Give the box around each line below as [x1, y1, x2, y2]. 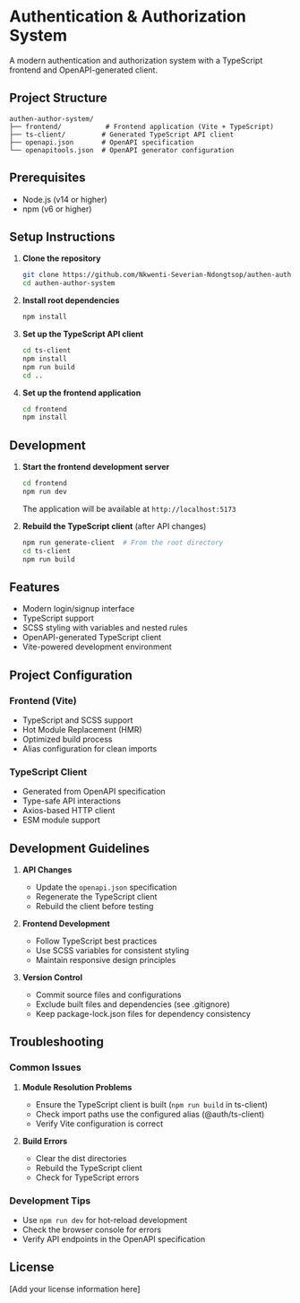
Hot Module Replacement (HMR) [21, 724, 142, 734]
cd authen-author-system [21, 279, 116, 288]
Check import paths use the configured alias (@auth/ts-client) [35, 1108, 265, 1119]
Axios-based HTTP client [21, 805, 116, 816]
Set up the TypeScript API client [21, 329, 144, 339]
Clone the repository [21, 253, 101, 264]
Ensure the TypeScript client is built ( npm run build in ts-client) [35, 1099, 269, 1109]
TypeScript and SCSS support [21, 715, 133, 725]
